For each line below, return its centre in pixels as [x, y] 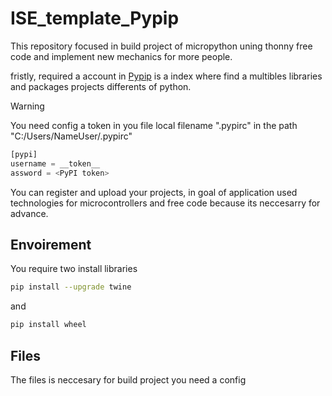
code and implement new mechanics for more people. [121, 56]
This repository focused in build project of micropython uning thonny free [161, 46]
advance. [29, 213]
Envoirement [51, 244]
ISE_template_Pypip [95, 18]
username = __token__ [55, 163]
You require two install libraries [74, 269]
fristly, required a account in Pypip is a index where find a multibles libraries [166, 76]
